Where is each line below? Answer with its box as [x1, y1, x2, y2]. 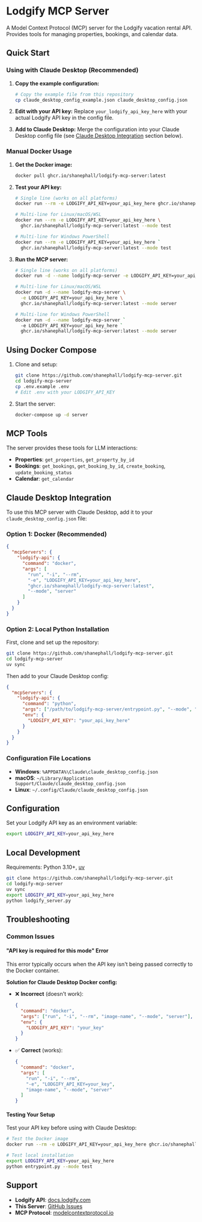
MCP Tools [6, 428, 48, 439]
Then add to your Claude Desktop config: [6, 672, 109, 679]
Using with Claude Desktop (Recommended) [6, 66, 139, 75]
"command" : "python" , [22, 701, 77, 707]
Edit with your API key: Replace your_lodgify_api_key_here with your [14, 108, 188, 115]
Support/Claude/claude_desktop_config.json [14, 780, 126, 786]
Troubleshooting [6, 914, 70, 924]
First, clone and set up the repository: [6, 639, 99, 646]
